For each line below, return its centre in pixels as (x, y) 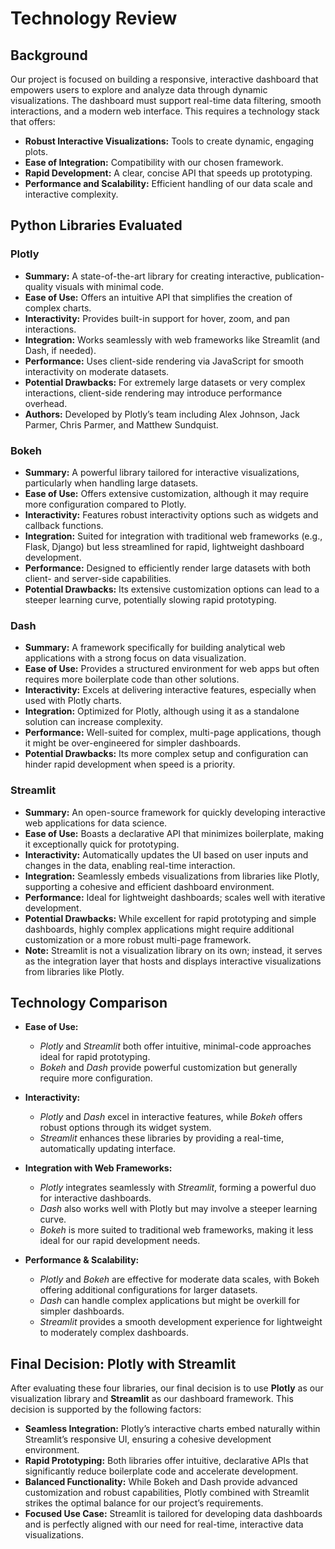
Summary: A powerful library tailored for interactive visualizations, (162, 472)
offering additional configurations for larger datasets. (148, 1290)
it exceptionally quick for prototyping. (102, 844)
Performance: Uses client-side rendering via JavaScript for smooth (164, 361)
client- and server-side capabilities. (98, 578)
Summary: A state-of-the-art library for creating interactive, (148, 276)
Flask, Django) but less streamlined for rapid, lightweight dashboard (164, 546)
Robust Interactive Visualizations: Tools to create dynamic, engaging (169, 141)
